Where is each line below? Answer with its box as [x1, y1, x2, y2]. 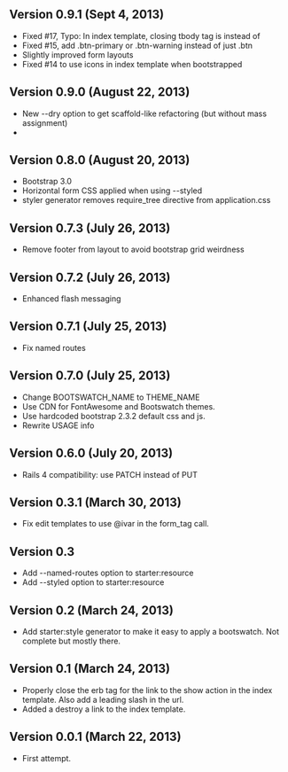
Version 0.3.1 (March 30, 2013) [9, 495, 182, 510]
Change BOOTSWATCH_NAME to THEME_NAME [21, 392, 200, 402]
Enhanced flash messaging [21, 293, 121, 304]
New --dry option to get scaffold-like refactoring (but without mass [21, 108, 268, 119]
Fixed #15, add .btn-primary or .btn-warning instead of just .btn [21, 40, 253, 51]
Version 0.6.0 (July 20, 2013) [9, 446, 174, 461]
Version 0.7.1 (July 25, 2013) [9, 319, 167, 334]
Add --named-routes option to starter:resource [21, 567, 194, 579]
